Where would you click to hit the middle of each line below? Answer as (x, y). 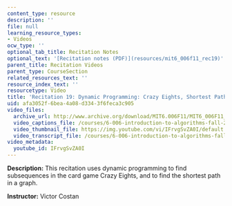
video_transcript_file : (47, 135)
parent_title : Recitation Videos (55, 65)
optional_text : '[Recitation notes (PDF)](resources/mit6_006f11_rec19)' (116, 59)
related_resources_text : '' (48, 78)
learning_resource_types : (44, 33)
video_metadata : (30, 142)
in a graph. (22, 183)
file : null (23, 26)
